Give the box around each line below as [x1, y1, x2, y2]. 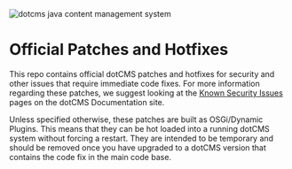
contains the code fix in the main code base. [9, 151, 171, 162]
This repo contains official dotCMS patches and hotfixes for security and [9, 68, 275, 79]
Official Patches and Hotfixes [9, 40, 229, 60]
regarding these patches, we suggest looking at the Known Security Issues [9, 88, 284, 98]
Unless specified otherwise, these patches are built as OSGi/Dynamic [9, 114, 264, 125]
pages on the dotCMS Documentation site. [9, 96, 165, 107]
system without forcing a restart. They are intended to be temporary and [9, 133, 273, 143]
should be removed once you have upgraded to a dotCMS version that [9, 142, 266, 153]
